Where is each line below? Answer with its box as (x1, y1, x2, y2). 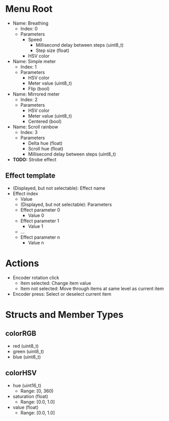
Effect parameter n (20, 234, 60, 240)
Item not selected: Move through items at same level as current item (20, 285, 164, 292)
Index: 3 (20, 129, 38, 135)
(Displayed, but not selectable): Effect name (12, 185, 105, 191)
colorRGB (5, 329, 37, 338)
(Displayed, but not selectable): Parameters (20, 201, 112, 207)
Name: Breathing (12, 20, 49, 26)
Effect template (5, 171, 55, 180)
